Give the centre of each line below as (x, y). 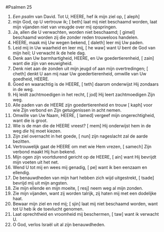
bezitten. (21, 141)
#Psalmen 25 (19, 7)
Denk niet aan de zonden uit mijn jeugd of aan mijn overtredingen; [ (80, 69)
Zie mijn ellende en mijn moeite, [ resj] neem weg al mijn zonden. (78, 188)
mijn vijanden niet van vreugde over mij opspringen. (65, 27)
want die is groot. (30, 120)
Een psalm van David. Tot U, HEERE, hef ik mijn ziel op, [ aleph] (76, 16)
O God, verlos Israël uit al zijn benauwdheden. (59, 224)
